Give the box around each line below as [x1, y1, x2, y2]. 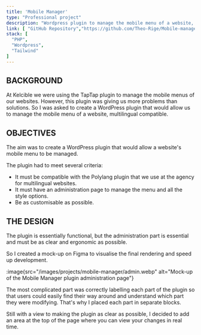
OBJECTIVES [6, 128, 56, 138]
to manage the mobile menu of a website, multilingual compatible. [6, 110, 169, 117]
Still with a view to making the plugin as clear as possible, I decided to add [6, 310, 190, 318]
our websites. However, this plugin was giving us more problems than [6, 98, 178, 105]
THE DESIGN [6, 216, 54, 227]
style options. [14, 192, 49, 200]
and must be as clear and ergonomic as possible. [6, 239, 127, 246]
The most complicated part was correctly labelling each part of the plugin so [6, 286, 195, 294]
